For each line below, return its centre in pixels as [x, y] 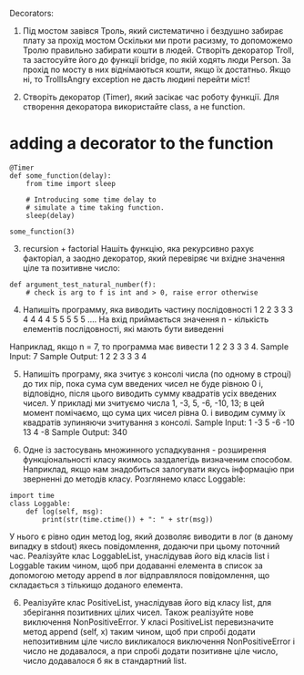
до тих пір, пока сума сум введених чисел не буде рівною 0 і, [143, 383]
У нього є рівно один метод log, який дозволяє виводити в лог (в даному [152, 536]
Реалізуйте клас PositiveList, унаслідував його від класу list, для [147, 602]
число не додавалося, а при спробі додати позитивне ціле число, [150, 650]
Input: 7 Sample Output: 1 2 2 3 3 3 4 [78, 356]
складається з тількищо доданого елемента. [96, 585]
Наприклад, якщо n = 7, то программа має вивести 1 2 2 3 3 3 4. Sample [149, 347]
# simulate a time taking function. [96, 208]
